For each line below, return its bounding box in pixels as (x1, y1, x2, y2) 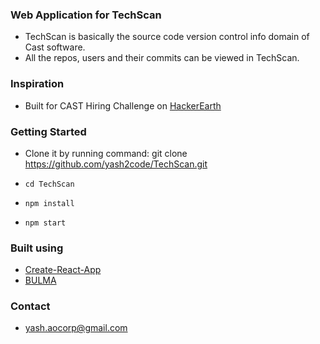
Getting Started (10, 124, 87, 138)
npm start (24, 218, 67, 228)
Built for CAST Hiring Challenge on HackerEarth (24, 99, 222, 112)
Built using (10, 241, 64, 255)
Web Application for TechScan (10, 8, 162, 22)
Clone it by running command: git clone (24, 147, 188, 159)
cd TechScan (24, 179, 75, 189)
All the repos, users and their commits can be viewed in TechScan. (24, 52, 300, 64)
